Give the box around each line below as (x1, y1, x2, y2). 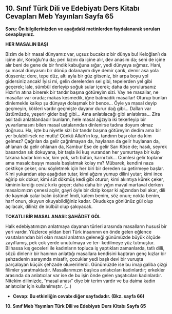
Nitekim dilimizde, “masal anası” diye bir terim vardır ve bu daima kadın (5, 278, 156, 284)
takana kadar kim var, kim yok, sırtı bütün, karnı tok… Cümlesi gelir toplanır (5, 154, 163, 160)
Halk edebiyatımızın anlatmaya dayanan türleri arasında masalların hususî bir (5, 223, 167, 229)
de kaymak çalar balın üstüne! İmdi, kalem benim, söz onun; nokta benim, (5, 192, 161, 199)
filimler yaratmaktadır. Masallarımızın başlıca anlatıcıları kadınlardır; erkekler (5, 266, 165, 273)
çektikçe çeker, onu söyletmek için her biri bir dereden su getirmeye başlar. (5, 165, 164, 171)
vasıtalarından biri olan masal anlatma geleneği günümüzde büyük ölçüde (5, 234, 161, 240)
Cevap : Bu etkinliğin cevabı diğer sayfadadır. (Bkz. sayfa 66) (12, 293, 145, 299)
